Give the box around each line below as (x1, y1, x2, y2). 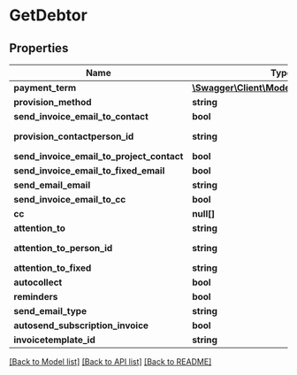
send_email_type (13, 305, 87, 317)
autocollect (13, 276, 63, 288)
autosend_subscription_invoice (13, 319, 148, 332)
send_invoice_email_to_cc (13, 194, 126, 205)
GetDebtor (9, 5, 88, 26)
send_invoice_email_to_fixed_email (13, 165, 165, 177)
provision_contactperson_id (13, 130, 134, 142)
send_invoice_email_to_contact (13, 111, 148, 122)
